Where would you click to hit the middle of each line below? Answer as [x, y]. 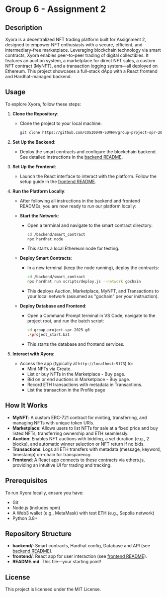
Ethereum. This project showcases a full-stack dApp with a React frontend [81, 71]
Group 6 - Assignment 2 [56, 9]
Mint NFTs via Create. [49, 369]
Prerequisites [26, 481]
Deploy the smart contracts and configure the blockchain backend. [88, 151]
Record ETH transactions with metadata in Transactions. [85, 385]
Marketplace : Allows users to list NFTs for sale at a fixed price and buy [85, 428]
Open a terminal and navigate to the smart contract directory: [90, 225]
